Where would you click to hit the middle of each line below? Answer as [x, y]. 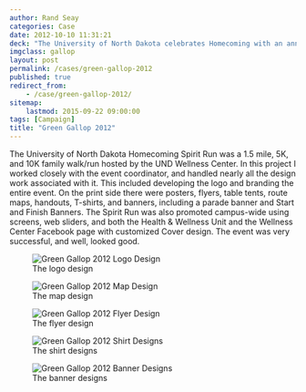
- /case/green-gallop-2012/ [79, 94]
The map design [63, 296]
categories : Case [42, 26]
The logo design [63, 268]
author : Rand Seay [44, 18]
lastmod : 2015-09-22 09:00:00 [83, 111]
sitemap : [26, 103]
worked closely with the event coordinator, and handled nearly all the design [153, 173]
